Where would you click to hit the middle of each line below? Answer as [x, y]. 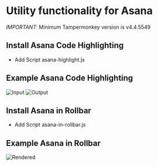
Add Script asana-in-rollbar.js [50, 125]
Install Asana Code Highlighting [65, 45]
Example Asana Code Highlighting [70, 78]
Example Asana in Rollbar [54, 143]
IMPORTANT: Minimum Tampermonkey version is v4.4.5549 [78, 27]
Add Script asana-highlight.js [49, 59]
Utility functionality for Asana [80, 11]
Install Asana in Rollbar [49, 111]
